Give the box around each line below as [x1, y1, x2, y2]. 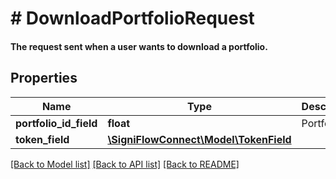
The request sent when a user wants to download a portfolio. [10, 40, 268, 52]
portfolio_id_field [15, 116, 98, 130]
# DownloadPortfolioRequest [10, 7, 255, 30]
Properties [10, 70, 78, 87]
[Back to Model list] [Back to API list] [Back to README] [10, 158, 240, 170]
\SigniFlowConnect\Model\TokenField [107, 132, 292, 146]
